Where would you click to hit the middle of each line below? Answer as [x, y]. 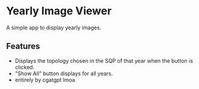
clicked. [25, 67]
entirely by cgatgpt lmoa [45, 79]
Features [23, 46]
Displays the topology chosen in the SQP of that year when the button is [104, 60]
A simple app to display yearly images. [54, 27]
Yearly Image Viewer [59, 11]
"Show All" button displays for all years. [64, 73]
